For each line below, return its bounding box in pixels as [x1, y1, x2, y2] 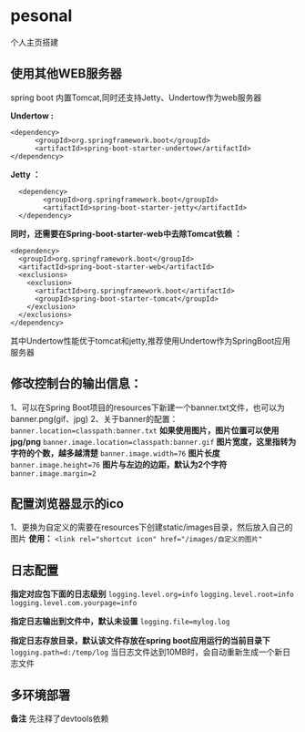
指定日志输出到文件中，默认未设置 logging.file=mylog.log [10, 616, 230, 627]
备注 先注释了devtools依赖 [10, 713, 109, 724]
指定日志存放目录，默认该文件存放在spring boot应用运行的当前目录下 [10, 635, 271, 646]
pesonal [10, 5, 73, 26]
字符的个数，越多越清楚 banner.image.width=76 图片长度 [10, 448, 221, 459]
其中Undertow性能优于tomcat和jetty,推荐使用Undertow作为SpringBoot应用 [10, 335, 290, 346]
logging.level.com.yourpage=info [10, 599, 137, 608]
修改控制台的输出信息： [10, 376, 142, 392]
